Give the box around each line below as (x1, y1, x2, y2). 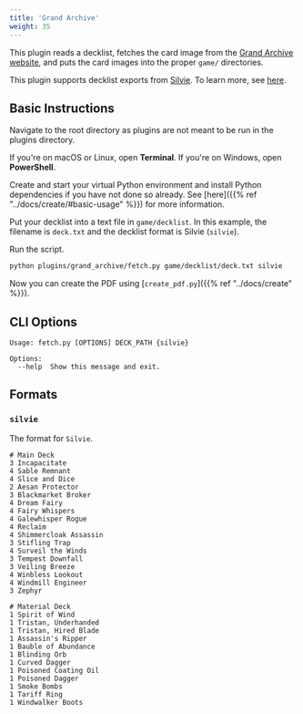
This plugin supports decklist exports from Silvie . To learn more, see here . (9, 74, 287, 85)
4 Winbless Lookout (9, 570, 84, 579)
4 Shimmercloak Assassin (9, 530, 104, 539)
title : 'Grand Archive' (9, 13, 100, 23)
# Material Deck (9, 602, 71, 611)
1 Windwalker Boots (9, 698, 84, 707)
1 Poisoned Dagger (9, 674, 79, 683)
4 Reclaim (9, 522, 47, 532)
